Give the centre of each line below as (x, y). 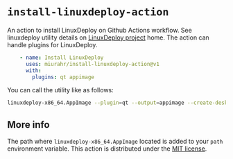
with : (33, 70)
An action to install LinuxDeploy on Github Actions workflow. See (100, 30)
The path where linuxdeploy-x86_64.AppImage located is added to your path (115, 142)
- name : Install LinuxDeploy (62, 58)
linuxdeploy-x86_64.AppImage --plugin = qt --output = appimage (96, 103)
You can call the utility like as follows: (61, 90)
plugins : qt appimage (63, 77)
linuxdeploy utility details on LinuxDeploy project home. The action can (108, 37)
